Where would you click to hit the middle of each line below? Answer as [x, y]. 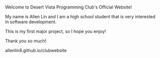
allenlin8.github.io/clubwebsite [36, 50]
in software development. [31, 22]
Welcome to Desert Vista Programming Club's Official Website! [69, 7]
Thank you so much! [26, 41]
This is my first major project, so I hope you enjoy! [56, 31]
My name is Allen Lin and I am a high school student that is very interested [80, 16]
